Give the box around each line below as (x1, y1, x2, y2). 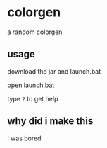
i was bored (7, 134, 42, 142)
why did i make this (7, 115, 94, 127)
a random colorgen (7, 28, 63, 36)
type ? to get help (7, 94, 58, 103)
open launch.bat (7, 81, 55, 89)
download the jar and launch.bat (7, 67, 101, 75)
